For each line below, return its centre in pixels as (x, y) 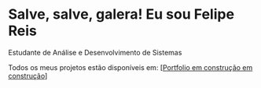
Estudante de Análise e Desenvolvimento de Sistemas (95, 52)
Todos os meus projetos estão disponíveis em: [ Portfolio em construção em (130, 67)
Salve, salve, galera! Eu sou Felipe (121, 14)
